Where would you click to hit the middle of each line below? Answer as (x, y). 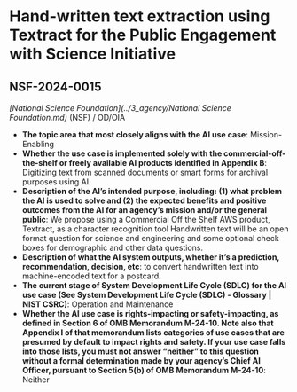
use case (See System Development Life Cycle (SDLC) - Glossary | (147, 295)
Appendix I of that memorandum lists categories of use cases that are (153, 333)
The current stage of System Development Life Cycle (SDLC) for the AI (154, 285)
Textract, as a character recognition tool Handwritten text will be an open (156, 229)
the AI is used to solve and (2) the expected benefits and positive (144, 200)
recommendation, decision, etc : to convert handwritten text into (140, 267)
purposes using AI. (56, 182)
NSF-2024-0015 (55, 86)
